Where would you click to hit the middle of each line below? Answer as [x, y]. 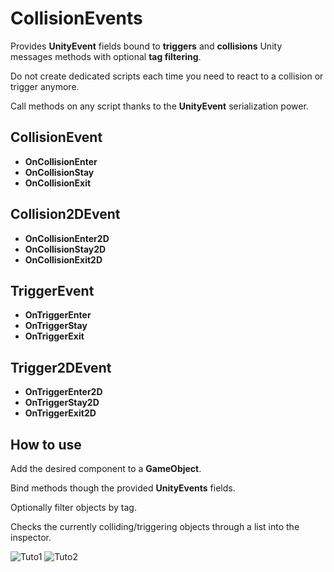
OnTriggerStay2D [62, 403]
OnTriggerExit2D [60, 413]
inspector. [31, 537]
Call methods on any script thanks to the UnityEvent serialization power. [159, 106]
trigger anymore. [45, 86]
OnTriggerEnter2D [63, 392]
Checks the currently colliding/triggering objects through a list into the [155, 526]
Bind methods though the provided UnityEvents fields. [123, 488]
